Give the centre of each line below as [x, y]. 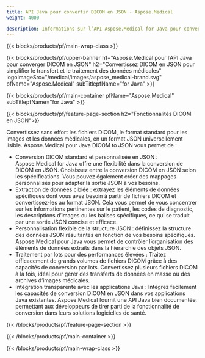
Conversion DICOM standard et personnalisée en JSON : [86, 157]
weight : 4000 [23, 18]
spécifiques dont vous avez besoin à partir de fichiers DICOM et [96, 196]
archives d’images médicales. [52, 280]
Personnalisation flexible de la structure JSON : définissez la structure [103, 228]
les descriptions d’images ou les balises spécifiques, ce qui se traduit [103, 216]
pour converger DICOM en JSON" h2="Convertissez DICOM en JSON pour [101, 64]
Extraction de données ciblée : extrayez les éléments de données [97, 189]
